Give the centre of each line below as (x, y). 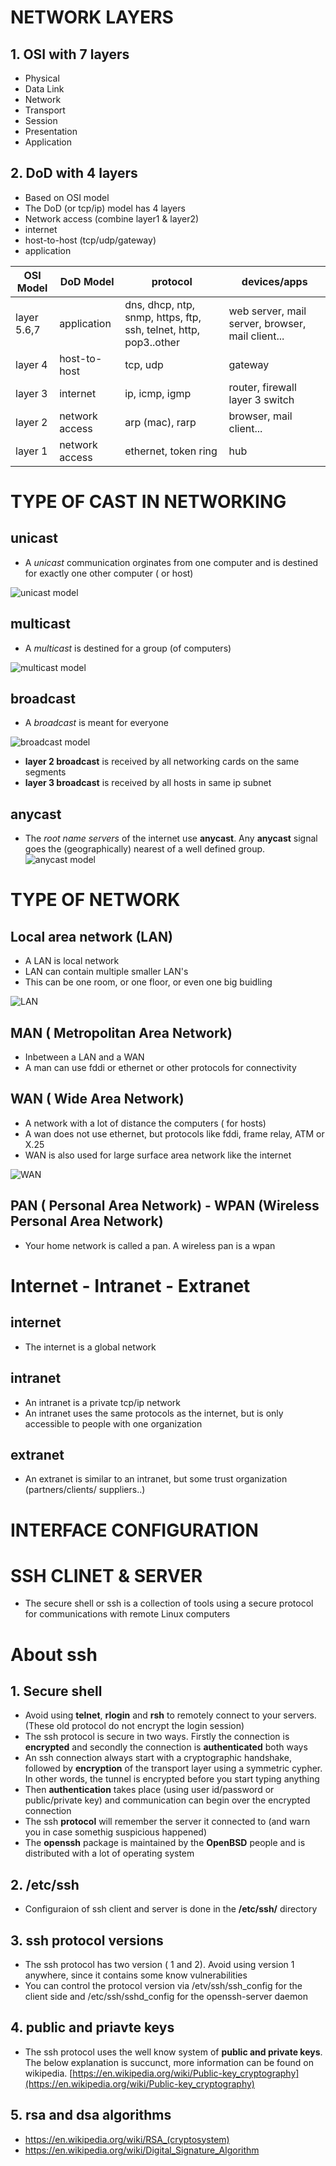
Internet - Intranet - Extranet (130, 1285)
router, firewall (262, 387)
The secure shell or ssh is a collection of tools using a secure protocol (169, 1603)
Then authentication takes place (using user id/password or (149, 1790)
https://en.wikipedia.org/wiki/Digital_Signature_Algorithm (142, 2150)
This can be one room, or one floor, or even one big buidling (148, 982)
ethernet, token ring (171, 451)
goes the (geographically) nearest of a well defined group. (145, 849)
